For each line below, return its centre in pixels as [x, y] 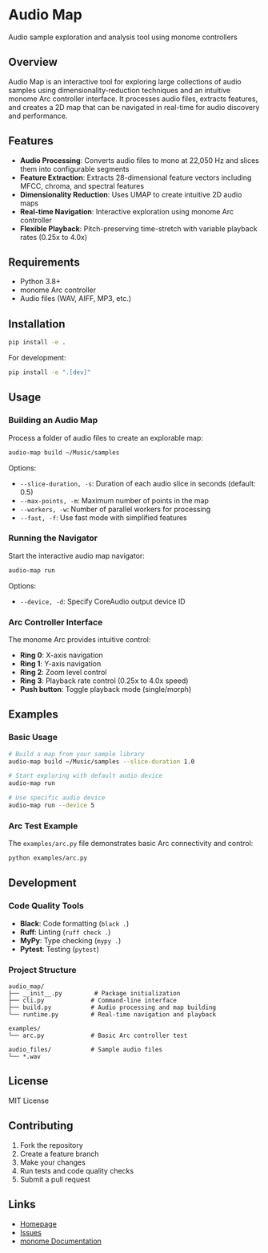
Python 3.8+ [40, 282]
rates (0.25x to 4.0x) [54, 237]
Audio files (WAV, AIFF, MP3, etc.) [76, 299]
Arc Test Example [43, 826]
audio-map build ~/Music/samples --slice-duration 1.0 [102, 761]
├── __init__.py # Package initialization [94, 994]
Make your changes [52, 1162]
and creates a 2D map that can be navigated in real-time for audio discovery [134, 107]
